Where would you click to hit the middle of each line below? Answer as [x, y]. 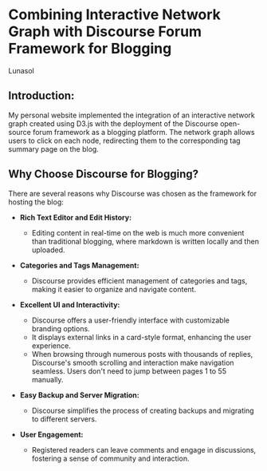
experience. [51, 346]
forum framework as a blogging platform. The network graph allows [144, 132]
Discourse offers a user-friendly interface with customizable [130, 320]
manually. [47, 379]
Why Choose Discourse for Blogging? [104, 174]
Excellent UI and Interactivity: [70, 304]
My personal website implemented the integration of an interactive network [132, 115]
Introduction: [41, 96]
